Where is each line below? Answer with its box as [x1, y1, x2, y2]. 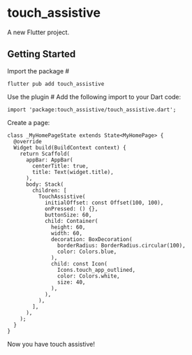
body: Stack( [25, 180, 64, 188]
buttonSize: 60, [44, 211, 92, 218]
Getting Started [7, 48, 76, 60]
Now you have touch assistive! [7, 340, 96, 348]
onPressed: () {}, [44, 205, 98, 212]
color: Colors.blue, [57, 248, 117, 255]
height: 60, [51, 224, 86, 231]
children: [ [32, 187, 68, 194]
